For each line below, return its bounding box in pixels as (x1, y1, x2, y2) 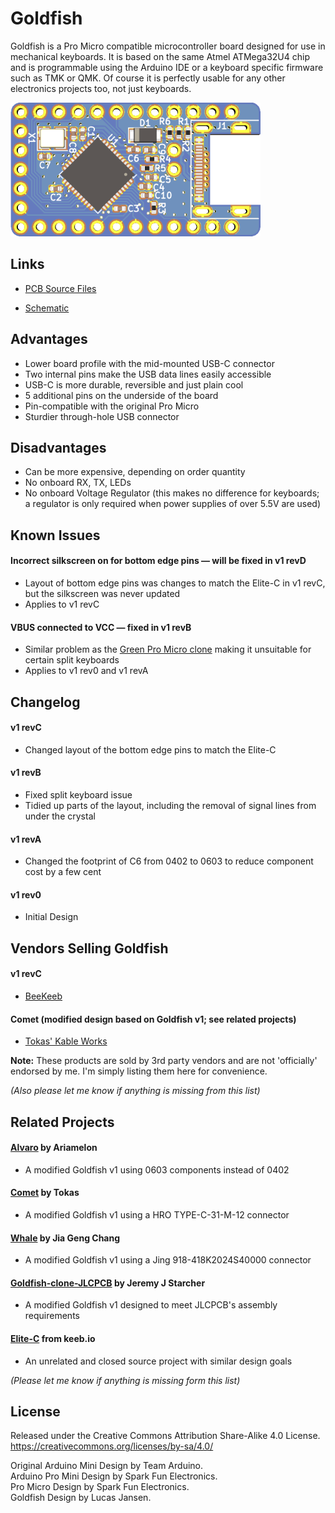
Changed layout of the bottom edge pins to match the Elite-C (24, 743, 277, 756)
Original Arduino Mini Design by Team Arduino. (10, 1460, 204, 1472)
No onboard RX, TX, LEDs (24, 477, 132, 489)
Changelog (10, 693, 81, 711)
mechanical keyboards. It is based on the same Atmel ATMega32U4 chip (10, 50, 310, 62)
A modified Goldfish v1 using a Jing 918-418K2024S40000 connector (24, 1254, 312, 1266)
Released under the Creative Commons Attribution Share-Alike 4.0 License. (10, 1430, 321, 1442)
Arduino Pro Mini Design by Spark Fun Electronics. (10, 1470, 218, 1482)
